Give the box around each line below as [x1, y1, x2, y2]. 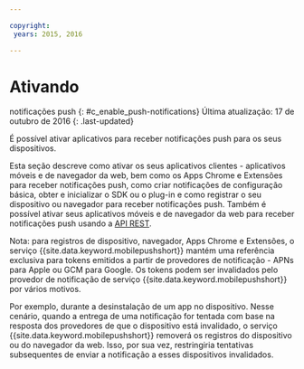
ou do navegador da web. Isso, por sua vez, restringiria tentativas [9, 340, 254, 351]
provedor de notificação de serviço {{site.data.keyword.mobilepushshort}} [9, 274, 288, 285]
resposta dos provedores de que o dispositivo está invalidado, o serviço [9, 320, 278, 331]
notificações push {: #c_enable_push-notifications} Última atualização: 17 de [9, 106, 295, 118]
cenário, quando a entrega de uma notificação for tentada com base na [9, 311, 276, 322]
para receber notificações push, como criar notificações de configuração [9, 180, 283, 191]
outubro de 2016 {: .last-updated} [9, 116, 134, 127]
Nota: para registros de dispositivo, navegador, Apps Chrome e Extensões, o [9, 236, 295, 247]
